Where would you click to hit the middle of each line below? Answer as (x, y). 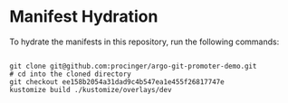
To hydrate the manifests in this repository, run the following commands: (144, 42)
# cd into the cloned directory (70, 74)
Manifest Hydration (84, 17)
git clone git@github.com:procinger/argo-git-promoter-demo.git (133, 66)
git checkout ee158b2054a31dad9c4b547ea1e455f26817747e (117, 82)
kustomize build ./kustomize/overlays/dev (91, 89)
